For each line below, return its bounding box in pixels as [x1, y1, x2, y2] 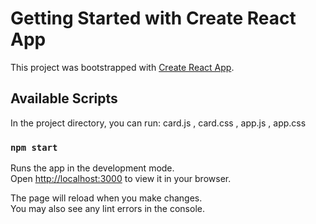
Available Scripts [10, 90, 118, 107]
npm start [10, 142, 58, 153]
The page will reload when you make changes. [10, 192, 203, 204]
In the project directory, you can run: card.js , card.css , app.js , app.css [10, 117, 307, 129]
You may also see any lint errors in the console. [10, 203, 205, 215]
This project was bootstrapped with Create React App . [10, 61, 235, 73]
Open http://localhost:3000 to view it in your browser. [10, 173, 232, 185]
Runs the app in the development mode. [10, 162, 175, 174]
